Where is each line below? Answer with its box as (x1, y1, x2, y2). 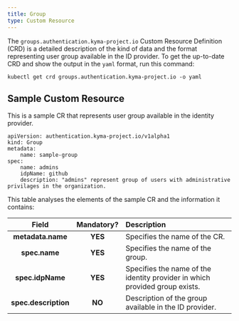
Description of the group (125, 293, 208, 303)
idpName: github (20, 170, 69, 178)
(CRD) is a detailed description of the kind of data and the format (7, 44, 198, 53)
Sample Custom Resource (7, 92, 125, 104)
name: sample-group (20, 151, 78, 159)
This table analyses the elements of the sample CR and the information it (7, 195, 221, 204)
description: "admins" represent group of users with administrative (20, 176, 231, 184)
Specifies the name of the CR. (125, 232, 225, 242)
